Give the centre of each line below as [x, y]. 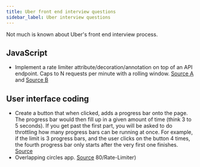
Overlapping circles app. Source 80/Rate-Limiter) [75, 157]
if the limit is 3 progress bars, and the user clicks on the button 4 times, [102, 138]
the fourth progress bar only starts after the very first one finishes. [96, 145]
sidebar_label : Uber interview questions [59, 17]
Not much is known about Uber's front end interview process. [82, 34]
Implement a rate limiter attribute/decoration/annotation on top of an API [104, 67]
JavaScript [27, 53]
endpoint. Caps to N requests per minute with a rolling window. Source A [104, 74]
